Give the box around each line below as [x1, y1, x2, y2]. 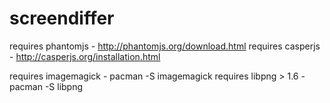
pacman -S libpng [9, 80, 84, 92]
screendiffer [9, 7, 115, 30]
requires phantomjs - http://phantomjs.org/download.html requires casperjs [9, 40, 321, 52]
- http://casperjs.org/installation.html [9, 50, 161, 62]
